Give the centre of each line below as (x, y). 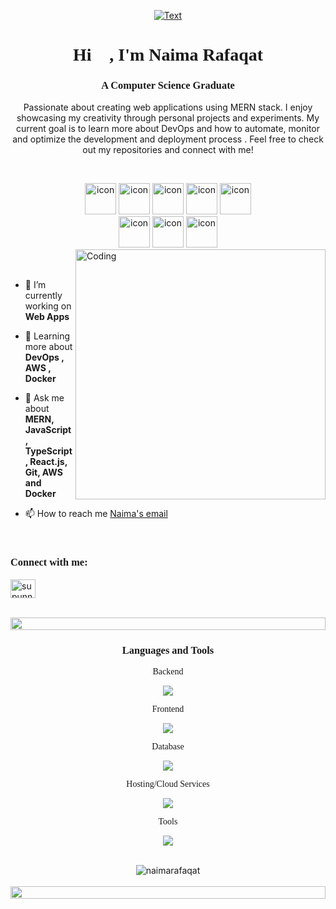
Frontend (168, 709)
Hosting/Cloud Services (168, 784)
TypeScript (48, 451)
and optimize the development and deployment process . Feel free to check (168, 139)
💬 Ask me (44, 398)
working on (48, 306)
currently (43, 296)
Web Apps (47, 317)
